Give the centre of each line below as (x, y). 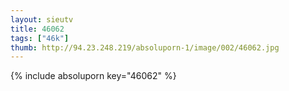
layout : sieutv (42, 19)
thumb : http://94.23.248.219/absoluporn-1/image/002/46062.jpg (145, 47)
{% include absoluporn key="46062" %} (93, 76)
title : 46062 (37, 29)
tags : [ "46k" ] (40, 38)
